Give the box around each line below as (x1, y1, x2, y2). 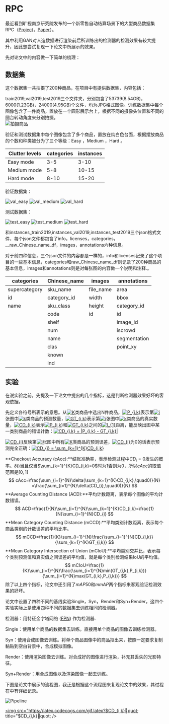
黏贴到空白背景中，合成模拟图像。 (5, 643, 76, 649)
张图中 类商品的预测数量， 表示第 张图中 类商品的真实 (5, 415, 153, 421)
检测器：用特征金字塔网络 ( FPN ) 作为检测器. (5, 615, 96, 622)
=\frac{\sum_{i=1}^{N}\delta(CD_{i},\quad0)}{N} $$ (32, 483, 137, 489)
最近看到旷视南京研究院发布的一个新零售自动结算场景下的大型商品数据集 (5, 20, 155, 26)
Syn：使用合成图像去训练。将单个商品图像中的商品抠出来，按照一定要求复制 (5, 637, 163, 643)
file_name (89, 285, 112, 293)
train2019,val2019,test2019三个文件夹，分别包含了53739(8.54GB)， (5, 95, 145, 101)
